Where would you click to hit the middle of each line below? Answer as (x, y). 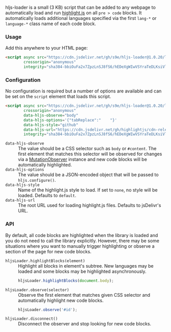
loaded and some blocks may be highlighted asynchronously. (82, 271)
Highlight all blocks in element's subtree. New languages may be (86, 266)
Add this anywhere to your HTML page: (47, 48)
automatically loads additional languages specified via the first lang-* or (81, 18)
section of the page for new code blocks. (48, 251)
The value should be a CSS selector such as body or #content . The (87, 149)
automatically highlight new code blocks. (61, 300)
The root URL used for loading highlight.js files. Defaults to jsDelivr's (90, 205)
